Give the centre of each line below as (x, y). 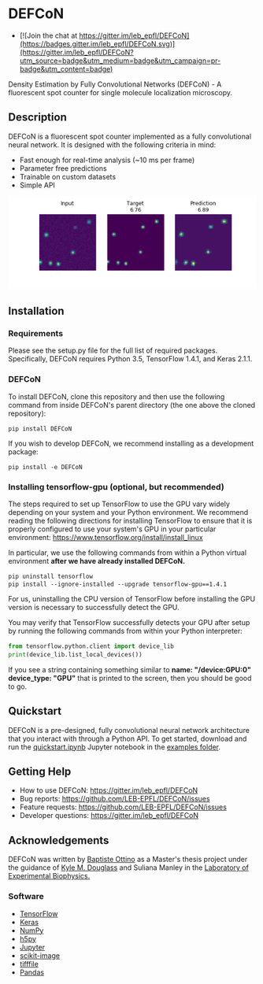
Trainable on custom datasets (68, 176)
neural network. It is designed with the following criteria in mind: (112, 144)
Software (26, 897)
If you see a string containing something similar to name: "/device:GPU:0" (130, 669)
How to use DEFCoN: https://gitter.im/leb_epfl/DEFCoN (109, 790)
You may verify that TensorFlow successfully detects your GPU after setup (129, 623)
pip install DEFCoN (40, 429)
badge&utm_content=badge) (66, 68)
